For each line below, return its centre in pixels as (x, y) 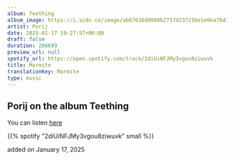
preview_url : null (34, 53)
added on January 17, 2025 (46, 150)
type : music (24, 78)
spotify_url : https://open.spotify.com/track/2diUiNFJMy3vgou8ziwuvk (110, 59)
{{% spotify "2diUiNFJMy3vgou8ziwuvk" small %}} (81, 136)
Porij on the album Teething (68, 106)
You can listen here (35, 123)
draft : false (26, 39)
